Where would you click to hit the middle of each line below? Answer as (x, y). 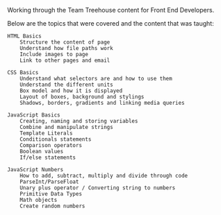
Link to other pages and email (65, 60)
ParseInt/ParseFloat (49, 182)
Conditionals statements (56, 139)
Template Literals (46, 133)
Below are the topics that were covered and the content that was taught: (110, 23)
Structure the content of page (65, 42)
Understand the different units (66, 85)
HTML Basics (24, 36)
